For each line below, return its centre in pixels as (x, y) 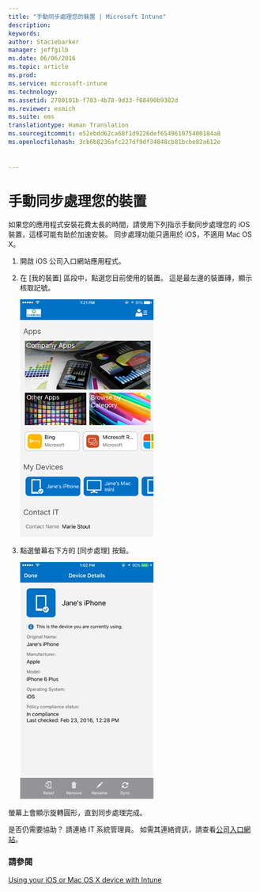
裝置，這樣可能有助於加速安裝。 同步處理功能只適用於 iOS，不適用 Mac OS (130, 234)
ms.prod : (23, 75)
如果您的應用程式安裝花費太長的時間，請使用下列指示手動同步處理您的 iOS (129, 225)
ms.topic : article (38, 67)
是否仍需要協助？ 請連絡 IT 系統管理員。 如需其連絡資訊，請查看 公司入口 (126, 829)
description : (30, 25)
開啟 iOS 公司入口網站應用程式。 (72, 261)
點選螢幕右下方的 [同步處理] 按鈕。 (76, 551)
